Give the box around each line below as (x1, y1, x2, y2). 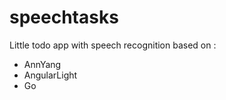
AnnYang (23, 58, 62, 70)
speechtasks (9, 6, 119, 29)
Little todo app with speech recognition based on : (9, 39, 217, 51)
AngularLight (23, 69, 78, 81)
